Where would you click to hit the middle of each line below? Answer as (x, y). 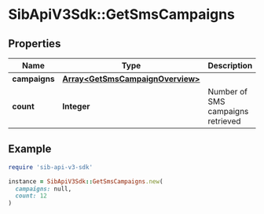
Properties (35, 44)
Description (230, 66)
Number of (227, 92)
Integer (76, 106)
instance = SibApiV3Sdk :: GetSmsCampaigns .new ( (86, 181)
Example (30, 149)
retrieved (224, 121)
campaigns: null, (44, 189)
